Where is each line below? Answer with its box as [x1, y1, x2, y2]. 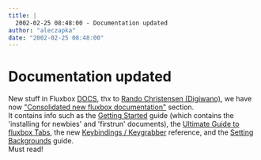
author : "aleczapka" [8, 26, 77, 34]
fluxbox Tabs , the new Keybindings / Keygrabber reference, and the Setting [8, 128, 254, 137]
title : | [8, 11, 37, 20]
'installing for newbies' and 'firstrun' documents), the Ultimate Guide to [8, 120, 240, 129]
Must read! [8, 144, 43, 154]
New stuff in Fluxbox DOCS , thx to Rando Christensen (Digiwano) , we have [8, 94, 252, 104]
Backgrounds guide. [8, 136, 74, 146]
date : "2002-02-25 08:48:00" [8, 33, 104, 42]
